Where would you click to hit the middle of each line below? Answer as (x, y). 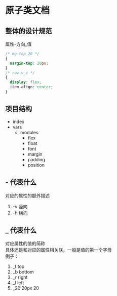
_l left (18, 283)
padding (36, 159)
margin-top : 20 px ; (29, 63)
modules (29, 132)
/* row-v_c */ (20, 73)
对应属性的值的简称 (25, 243)
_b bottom (23, 272)
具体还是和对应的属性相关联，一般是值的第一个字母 (58, 250)
